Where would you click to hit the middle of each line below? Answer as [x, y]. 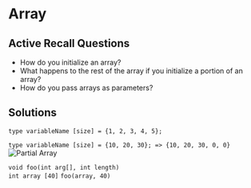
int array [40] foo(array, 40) [60, 176]
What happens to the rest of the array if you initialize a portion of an [131, 71]
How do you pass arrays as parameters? [86, 88]
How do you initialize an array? [70, 62]
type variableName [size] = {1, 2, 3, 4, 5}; [85, 131]
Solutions [33, 113]
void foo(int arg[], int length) [64, 167]
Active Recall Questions [69, 43]
